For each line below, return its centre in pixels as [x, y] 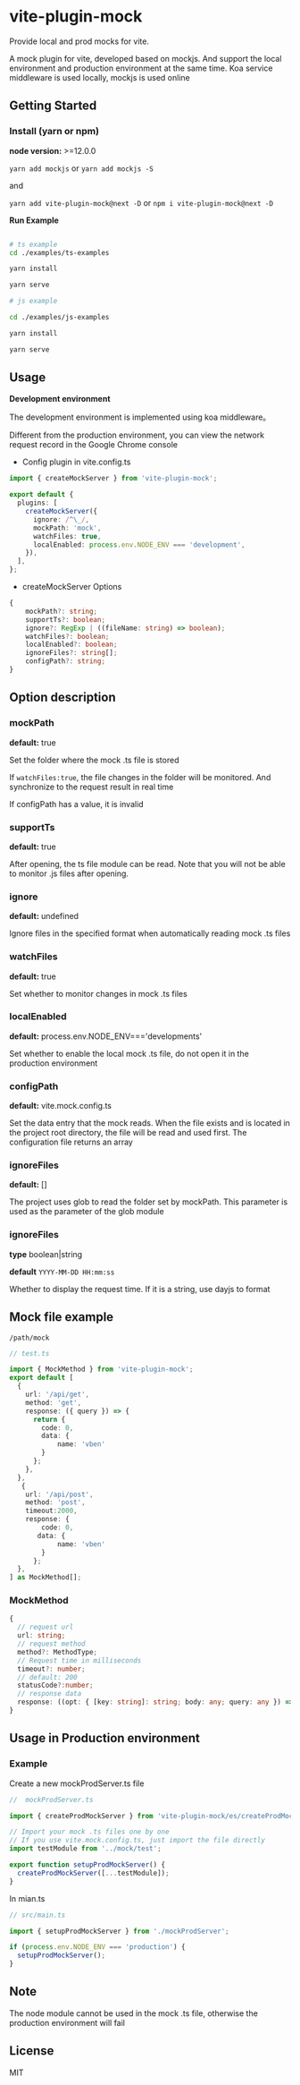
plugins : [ [37, 503]
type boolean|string [46, 1254]
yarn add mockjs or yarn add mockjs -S [81, 168]
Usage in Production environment [105, 1738]
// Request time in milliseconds [79, 1660]
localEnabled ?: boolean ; [71, 645]
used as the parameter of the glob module [87, 1212]
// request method [52, 1644]
